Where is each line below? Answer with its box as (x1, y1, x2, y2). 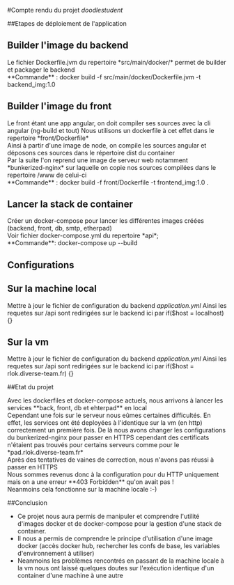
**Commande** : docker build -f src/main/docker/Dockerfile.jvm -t (7, 72, 201, 81)
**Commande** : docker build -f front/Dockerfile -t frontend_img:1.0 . (7, 178, 209, 187)
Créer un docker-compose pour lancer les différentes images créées (7, 217, 204, 225)
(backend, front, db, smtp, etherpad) (7, 224, 113, 233)
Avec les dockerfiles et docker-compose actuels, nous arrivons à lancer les (7, 396, 224, 405)
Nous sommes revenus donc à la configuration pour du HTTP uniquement (7, 470, 219, 479)
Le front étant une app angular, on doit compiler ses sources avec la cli (7, 118, 211, 127)
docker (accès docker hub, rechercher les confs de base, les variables (17, 542, 221, 550)
